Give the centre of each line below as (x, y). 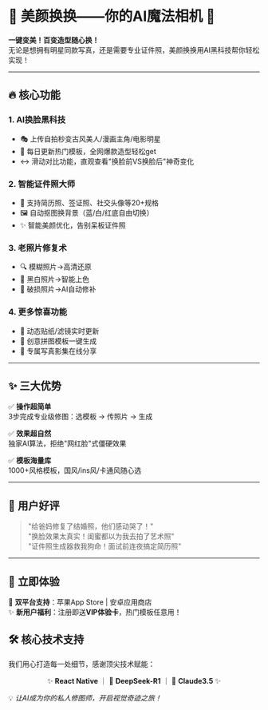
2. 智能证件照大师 (42, 184)
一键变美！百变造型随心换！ (54, 40)
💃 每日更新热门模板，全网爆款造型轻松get (88, 151)
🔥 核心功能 (35, 95)
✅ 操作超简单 (30, 407)
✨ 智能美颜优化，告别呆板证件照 (73, 225)
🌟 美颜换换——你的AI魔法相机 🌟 (112, 16)
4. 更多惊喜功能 (38, 312)
